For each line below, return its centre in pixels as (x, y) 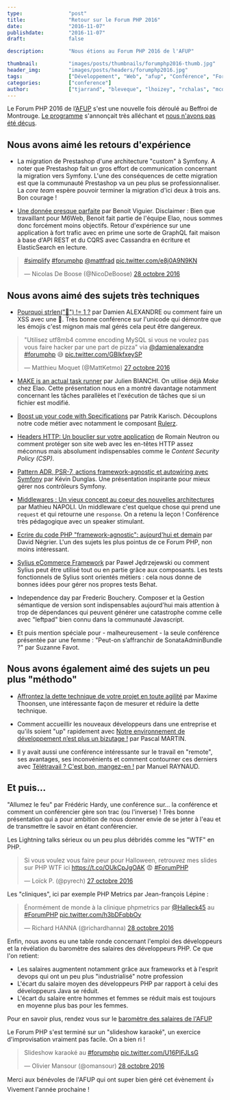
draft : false (46, 39)
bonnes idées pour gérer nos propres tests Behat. (87, 584)
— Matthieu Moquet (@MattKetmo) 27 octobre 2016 (97, 368)
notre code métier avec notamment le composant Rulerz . (97, 423)
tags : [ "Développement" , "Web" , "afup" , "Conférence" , (108, 76)
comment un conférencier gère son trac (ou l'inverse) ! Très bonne (101, 811)
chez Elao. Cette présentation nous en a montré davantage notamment (117, 388)
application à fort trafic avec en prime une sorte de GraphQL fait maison (118, 233)
